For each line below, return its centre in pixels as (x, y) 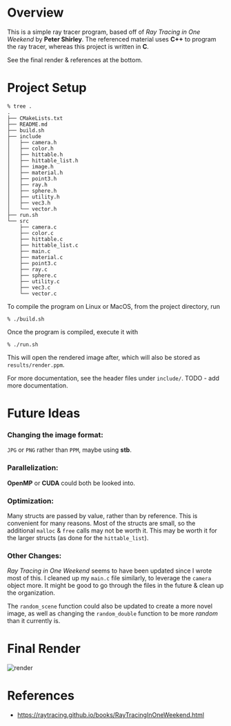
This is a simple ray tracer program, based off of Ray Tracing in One (104, 32)
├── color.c (37, 233)
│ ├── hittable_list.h (43, 160)
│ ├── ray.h (28, 184)
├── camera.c (38, 227)
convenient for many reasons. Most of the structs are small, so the (101, 523)
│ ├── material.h (35, 173)
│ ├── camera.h (32, 142)
